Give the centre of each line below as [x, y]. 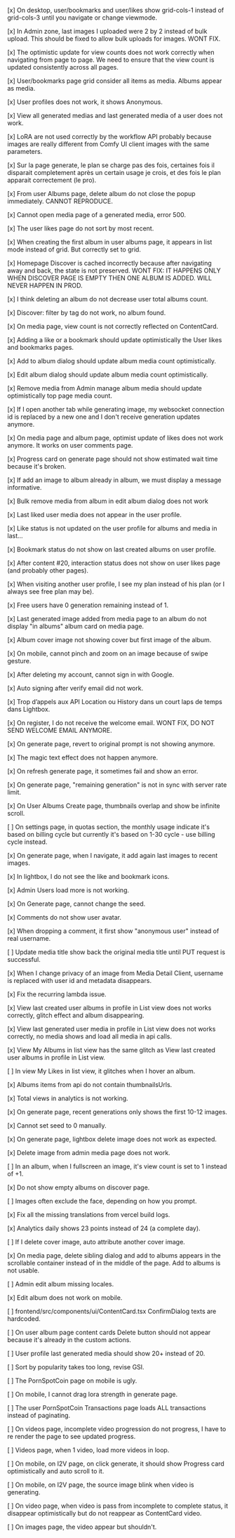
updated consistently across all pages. [63, 67]
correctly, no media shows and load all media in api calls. [89, 1036]
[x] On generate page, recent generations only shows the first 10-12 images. [117, 1112]
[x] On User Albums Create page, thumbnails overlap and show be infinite [114, 806]
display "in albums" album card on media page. [76, 626]
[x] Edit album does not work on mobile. [65, 1298]
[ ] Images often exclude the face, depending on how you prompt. [102, 1201]
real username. [29, 938]
